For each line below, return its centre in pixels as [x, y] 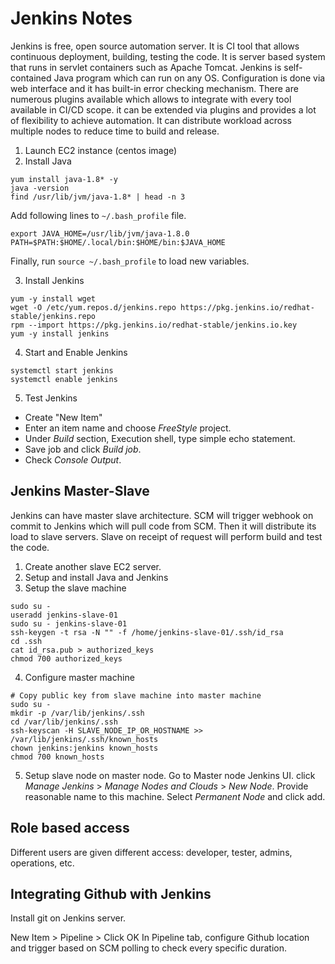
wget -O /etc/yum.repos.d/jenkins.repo [93, 307]
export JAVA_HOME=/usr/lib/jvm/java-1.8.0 [100, 233]
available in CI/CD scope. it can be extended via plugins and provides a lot [163, 109]
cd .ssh [26, 641]
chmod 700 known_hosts [57, 757]
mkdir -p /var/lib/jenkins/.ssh [77, 713]
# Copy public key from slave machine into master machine [136, 695]
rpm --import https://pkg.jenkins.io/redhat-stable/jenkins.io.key [154, 325]
